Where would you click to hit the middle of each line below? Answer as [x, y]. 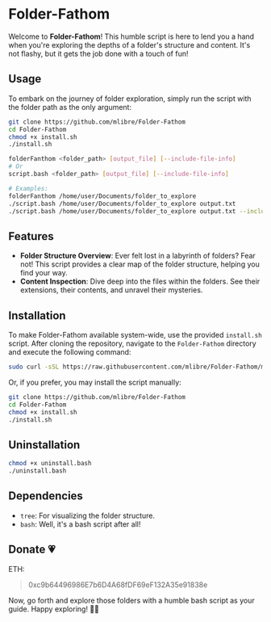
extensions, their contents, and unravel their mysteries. [111, 290]
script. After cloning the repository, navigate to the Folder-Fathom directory [132, 343]
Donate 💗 [32, 550]
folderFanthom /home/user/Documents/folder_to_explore [102, 196]
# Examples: [28, 188]
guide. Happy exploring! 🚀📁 [54, 609]
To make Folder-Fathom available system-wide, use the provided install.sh [135, 335]
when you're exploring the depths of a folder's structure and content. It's [129, 44]
